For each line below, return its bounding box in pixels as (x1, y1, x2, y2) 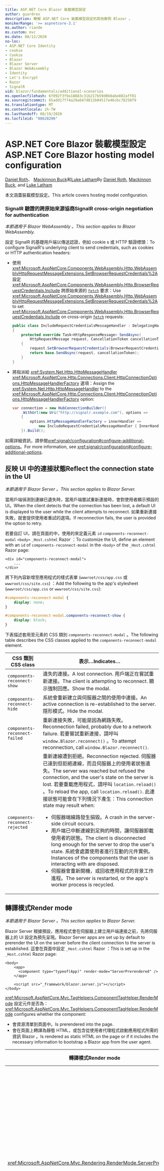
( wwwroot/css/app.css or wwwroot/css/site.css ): (5, 586, 102, 592)
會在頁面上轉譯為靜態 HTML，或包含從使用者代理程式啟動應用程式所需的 (12, 1027, 159, 1033)
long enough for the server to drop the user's (51, 841, 155, 848)
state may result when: (42, 802, 95, 809)
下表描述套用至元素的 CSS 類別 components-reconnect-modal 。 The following (5, 632, 159, 637)
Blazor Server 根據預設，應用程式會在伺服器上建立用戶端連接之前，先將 (5, 928, 149, 934)
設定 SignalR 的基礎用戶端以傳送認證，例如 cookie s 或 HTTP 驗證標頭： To (5, 239, 155, 245)
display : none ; (14, 600, 45, 605)
